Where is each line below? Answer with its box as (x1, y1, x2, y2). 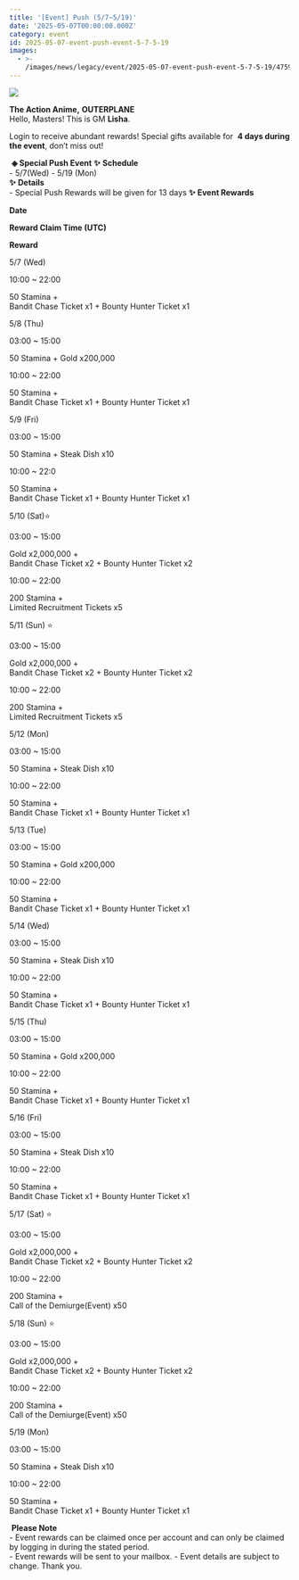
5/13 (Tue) (9, 824, 47, 835)
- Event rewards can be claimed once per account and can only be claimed (9, 1532, 285, 1543)
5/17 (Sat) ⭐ (9, 1208, 53, 1219)
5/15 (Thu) (9, 1016, 47, 1027)
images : (9, 46, 38, 55)
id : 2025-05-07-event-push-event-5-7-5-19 (9, 37, 169, 47)
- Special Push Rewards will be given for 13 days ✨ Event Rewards (9, 186, 255, 197)
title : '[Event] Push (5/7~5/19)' (9, 12, 138, 22)
